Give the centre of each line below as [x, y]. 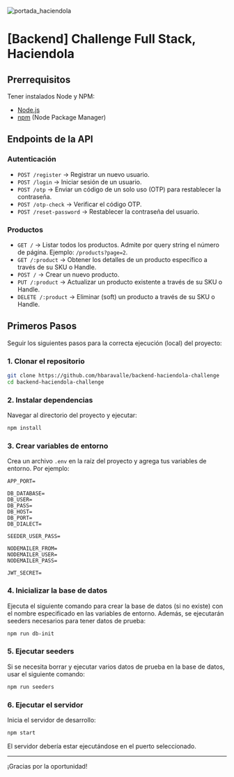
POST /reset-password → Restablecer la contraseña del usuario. [108, 211]
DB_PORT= [20, 518]
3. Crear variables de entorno [58, 446]
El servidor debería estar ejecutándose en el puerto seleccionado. [102, 746]
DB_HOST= [20, 512]
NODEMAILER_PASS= [32, 561]
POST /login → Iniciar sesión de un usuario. [79, 182]
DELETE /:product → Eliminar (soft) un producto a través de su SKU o [116, 296]
